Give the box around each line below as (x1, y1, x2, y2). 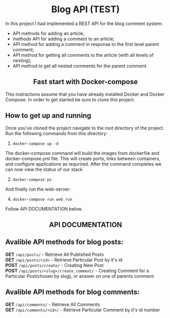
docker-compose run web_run (12, 197, 72, 202)
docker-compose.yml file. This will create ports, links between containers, (5, 155, 161, 162)
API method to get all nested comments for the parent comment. (12, 63, 148, 69)
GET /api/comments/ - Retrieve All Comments (5, 301, 100, 307)
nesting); (12, 57, 32, 63)
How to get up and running (5, 111, 92, 120)
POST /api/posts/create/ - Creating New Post (5, 262, 104, 268)
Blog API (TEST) (51, 4, 120, 15)
